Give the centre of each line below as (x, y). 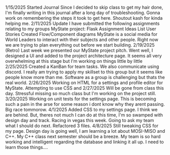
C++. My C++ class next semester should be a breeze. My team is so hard (83, 137)
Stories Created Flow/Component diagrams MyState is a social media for (81, 34)
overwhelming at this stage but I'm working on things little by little (74, 61)
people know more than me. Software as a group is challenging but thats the (85, 77)
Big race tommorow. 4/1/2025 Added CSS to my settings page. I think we (81, 109)
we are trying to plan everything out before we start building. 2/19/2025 (80, 45)
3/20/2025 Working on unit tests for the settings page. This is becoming (81, 99)
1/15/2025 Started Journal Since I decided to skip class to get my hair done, (84, 7)
